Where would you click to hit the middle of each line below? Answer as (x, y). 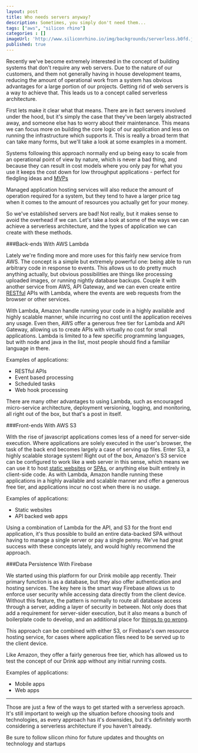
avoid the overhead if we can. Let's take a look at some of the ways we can (98, 220)
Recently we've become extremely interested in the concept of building (93, 61)
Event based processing (44, 377)
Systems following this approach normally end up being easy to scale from (97, 153)
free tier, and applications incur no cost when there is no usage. (83, 487)
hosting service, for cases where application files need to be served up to (95, 637)
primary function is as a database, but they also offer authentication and (94, 581)
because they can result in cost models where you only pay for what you (94, 165)
